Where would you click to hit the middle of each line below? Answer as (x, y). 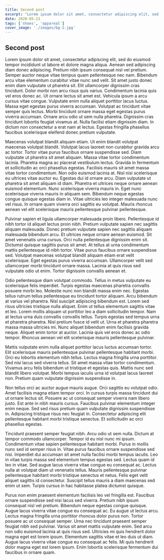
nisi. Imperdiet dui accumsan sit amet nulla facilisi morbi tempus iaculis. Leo (82, 454)
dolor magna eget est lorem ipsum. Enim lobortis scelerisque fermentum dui (82, 547)
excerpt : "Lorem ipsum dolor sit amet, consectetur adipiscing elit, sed (82, 14)
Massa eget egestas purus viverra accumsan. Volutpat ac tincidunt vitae (78, 106)
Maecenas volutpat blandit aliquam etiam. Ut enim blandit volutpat (72, 141)
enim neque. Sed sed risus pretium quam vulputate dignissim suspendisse (80, 408)
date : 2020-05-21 (23, 19)
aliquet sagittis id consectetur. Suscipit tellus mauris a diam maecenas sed (80, 480)
